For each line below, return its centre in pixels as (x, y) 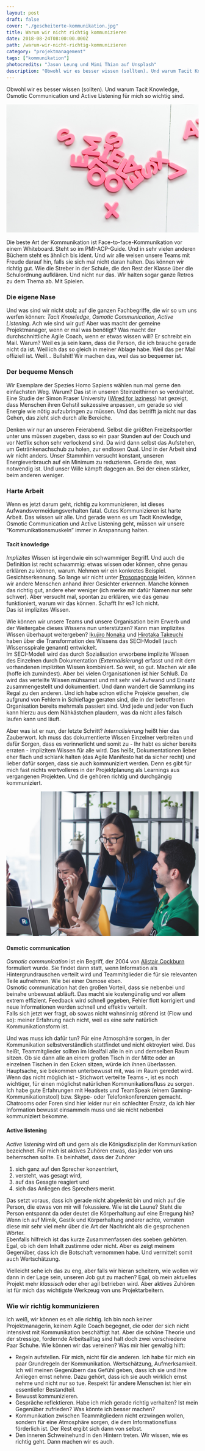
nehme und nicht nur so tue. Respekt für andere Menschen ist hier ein (103, 1383)
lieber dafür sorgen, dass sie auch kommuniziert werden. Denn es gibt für (99, 763)
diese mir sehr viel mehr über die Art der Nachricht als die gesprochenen (98, 1226)
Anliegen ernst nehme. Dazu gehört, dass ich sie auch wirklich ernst (101, 1376)
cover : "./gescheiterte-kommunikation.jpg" (63, 26)
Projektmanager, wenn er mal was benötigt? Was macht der (81, 330)
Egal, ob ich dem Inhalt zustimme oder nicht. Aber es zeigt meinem (91, 1245)
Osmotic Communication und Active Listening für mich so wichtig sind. (95, 95)
